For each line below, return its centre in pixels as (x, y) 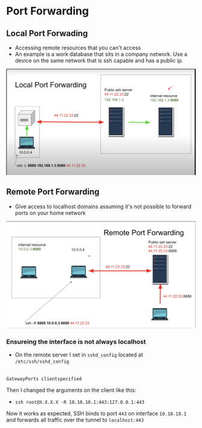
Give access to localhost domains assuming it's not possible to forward (103, 206)
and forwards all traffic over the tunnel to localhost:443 (75, 420)
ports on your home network (50, 212)
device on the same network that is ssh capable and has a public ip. (99, 60)
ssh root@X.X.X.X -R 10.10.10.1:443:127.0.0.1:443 (80, 402)
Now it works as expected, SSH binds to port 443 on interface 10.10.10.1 (96, 414)
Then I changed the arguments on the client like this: (71, 390)
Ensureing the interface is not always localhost (76, 341)
